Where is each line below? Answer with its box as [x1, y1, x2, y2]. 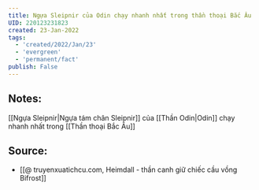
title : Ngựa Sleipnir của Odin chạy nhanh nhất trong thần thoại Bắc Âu [8, 11, 252, 20]
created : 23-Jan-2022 [8, 26, 80, 34]
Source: [8, 143, 48, 158]
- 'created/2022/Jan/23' [15, 41, 97, 49]
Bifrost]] [19, 173, 47, 183]
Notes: [8, 92, 42, 106]
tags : [8, 33, 26, 42]
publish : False [8, 63, 58, 71]
